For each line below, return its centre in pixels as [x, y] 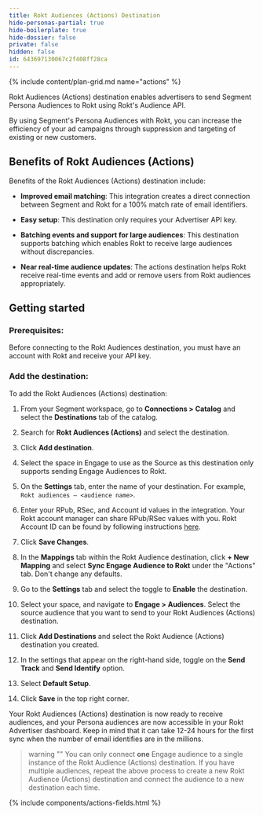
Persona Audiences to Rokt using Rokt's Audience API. [97, 105]
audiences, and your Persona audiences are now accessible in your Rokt [126, 722]
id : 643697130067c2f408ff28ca [58, 60]
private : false [34, 45]
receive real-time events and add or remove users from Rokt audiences [135, 275]
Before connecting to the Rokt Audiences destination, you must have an [125, 347]
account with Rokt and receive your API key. [80, 356]
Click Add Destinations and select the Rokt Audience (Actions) [122, 636]
